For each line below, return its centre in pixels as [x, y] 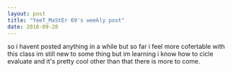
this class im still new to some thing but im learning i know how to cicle [110, 54]
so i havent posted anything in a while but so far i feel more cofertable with [116, 47]
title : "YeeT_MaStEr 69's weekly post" [66, 20]
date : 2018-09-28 [33, 27]
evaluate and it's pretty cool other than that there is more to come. [104, 62]
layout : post [27, 14]
